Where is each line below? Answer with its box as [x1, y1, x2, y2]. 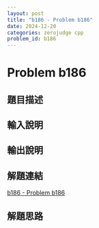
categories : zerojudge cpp [7, 29, 84, 36]
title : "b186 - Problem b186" [7, 16, 94, 23]
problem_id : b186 [7, 36, 57, 42]
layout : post [7, 10, 44, 17]
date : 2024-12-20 [7, 23, 57, 29]
